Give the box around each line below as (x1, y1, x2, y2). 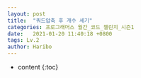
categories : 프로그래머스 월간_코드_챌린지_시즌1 (7, 23, 135, 30)
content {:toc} (17, 63, 59, 71)
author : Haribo (7, 43, 52, 50)
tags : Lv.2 (7, 37, 40, 44)
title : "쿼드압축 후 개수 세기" (7, 17, 93, 24)
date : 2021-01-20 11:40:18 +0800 (7, 30, 113, 38)
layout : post (7, 10, 46, 18)
